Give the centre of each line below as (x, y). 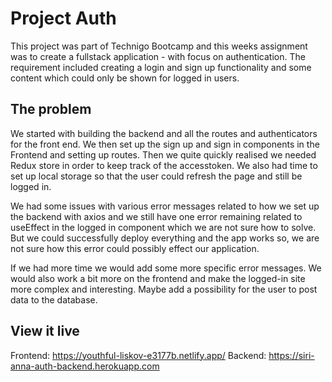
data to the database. (54, 299)
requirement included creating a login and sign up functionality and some (161, 67)
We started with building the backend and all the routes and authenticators (164, 133)
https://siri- (291, 355)
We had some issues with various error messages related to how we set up (165, 206)
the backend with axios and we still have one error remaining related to (156, 216)
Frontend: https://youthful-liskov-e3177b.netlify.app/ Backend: (138, 355)
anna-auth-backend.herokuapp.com (85, 366)
